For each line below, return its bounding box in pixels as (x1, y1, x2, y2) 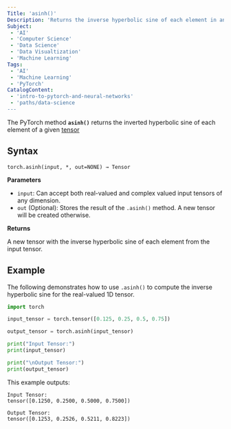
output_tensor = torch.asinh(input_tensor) (7, 328, 134, 335)
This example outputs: (7, 378, 70, 386)
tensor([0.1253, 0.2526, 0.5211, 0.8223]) (7, 415, 131, 422)
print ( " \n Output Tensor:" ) (7, 359, 85, 366)
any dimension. (16, 196, 60, 205)
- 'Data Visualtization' (10, 49, 81, 56)
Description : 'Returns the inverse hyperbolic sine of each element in (7, 16, 217, 23)
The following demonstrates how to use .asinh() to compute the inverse (7, 283, 213, 291)
